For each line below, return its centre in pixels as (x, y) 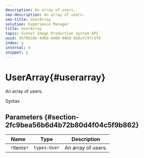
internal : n (18, 48)
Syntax (13, 101)
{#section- (62, 117)
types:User (47, 148)
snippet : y (17, 52)
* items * (20, 148)
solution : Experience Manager (37, 24)
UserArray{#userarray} (56, 77)
